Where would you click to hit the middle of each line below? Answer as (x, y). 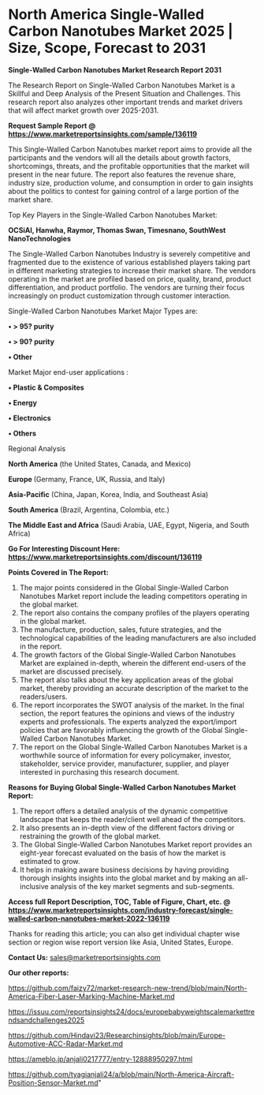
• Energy (23, 402)
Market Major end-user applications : (68, 372)
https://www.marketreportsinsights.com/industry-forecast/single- (121, 910)
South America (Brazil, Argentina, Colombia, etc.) (89, 510)
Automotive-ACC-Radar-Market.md (66, 1044)
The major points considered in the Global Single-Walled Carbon (124, 587)
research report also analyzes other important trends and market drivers (125, 102)
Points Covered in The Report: (58, 572)
